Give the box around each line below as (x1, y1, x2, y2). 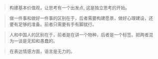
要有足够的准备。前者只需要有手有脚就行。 (9, 22, 97, 27)
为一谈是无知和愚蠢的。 (9, 38, 58, 44)
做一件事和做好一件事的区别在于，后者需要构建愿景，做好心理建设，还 (9, 15, 154, 21)
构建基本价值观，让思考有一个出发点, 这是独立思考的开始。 (9, 5, 130, 10)
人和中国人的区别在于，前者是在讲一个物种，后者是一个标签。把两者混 (9, 32, 154, 37)
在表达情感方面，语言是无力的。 (9, 49, 75, 54)
